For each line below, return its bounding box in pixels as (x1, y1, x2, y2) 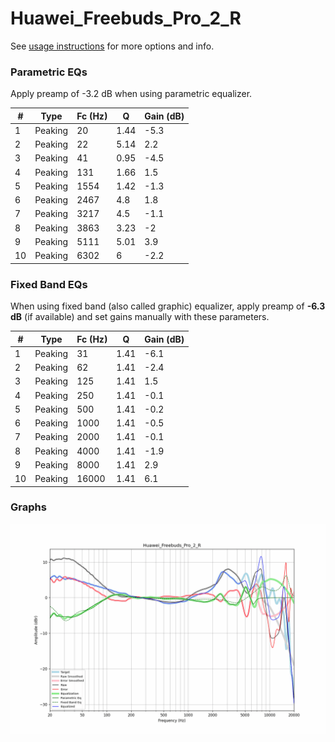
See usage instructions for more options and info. (10, 40, 215, 52)
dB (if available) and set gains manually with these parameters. (10, 311, 270, 323)
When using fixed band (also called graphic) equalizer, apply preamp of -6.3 (10, 300, 326, 312)
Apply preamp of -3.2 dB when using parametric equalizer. (10, 88, 253, 100)
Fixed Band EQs (10, 277, 88, 291)
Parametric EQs (10, 65, 88, 79)
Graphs (10, 500, 47, 514)
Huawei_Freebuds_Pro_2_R (10, 7, 242, 30)
